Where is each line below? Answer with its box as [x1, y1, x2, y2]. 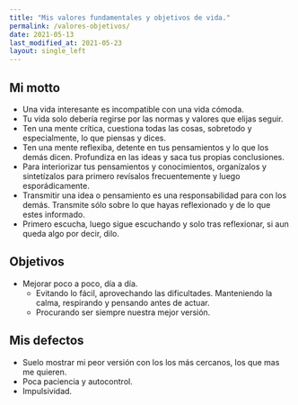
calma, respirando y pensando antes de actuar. [35, 297, 210, 308]
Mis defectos [9, 333, 84, 348]
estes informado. [22, 209, 85, 220]
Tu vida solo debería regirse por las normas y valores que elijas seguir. [22, 113, 285, 124]
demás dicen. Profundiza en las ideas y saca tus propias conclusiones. [22, 151, 285, 162]
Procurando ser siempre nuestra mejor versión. [35, 307, 211, 318]
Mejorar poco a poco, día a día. [22, 278, 138, 289]
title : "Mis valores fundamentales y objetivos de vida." [9, 13, 231, 22]
